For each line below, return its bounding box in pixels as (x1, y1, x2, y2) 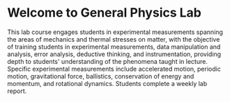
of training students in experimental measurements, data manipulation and (7, 42, 221, 51)
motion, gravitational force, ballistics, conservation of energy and (7, 71, 194, 80)
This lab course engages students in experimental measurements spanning (7, 28, 223, 36)
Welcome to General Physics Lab (7, 5, 202, 21)
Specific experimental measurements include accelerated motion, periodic (7, 65, 221, 73)
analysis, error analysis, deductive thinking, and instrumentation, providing (7, 50, 222, 58)
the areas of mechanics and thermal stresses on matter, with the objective (7, 35, 220, 43)
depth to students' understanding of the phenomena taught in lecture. (7, 57, 208, 65)
